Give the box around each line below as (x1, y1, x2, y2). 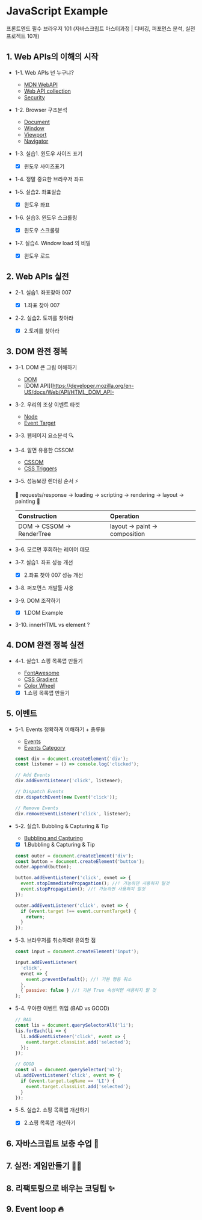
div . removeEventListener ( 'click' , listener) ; (14, 811, 131, 817)
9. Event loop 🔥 (6, 1204, 64, 1214)
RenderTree (17, 529, 51, 538)
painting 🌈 (14, 497, 40, 505)
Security (23, 93, 45, 101)
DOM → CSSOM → (17, 522, 72, 531)
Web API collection (23, 87, 71, 95)
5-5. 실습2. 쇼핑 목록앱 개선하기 (14, 1106, 90, 1113)
